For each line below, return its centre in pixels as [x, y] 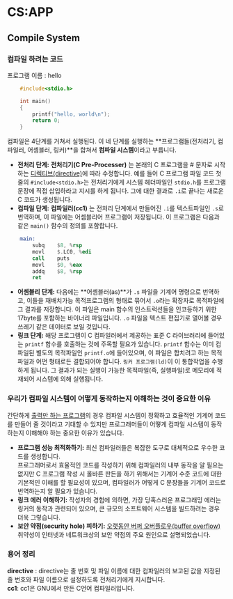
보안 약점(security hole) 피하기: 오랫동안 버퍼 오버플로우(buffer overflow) [119, 526]
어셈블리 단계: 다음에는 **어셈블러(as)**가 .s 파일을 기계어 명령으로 [109, 292]
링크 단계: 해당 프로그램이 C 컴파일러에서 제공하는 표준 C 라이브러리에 [112, 336]
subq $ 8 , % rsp [57, 245]
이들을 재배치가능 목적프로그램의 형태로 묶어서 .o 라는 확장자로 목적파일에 [126, 301]
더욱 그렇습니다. [39, 517]
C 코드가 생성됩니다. [45, 200]
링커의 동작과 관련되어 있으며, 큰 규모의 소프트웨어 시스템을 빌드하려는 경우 [119, 508]
